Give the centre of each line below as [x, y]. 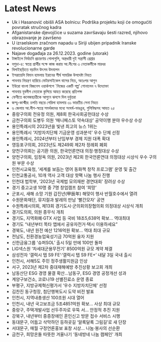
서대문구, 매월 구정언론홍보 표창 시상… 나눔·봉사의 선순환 [66, 328]
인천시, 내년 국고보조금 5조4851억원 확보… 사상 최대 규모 [66, 303]
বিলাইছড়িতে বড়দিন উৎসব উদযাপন [35, 69]
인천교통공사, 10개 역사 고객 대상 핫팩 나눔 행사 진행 [61, 175]
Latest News [31, 9]
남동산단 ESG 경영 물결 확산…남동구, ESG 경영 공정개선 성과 [69, 273]
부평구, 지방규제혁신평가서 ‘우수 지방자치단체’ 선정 [59, 285]
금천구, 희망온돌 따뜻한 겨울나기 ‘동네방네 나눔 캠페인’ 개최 [67, 334]
